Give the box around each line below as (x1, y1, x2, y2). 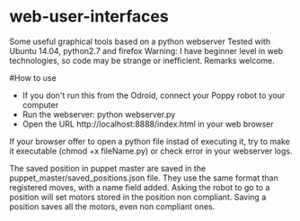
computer (22, 99, 59, 110)
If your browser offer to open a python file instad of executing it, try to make (9, 136, 290, 146)
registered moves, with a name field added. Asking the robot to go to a (9, 181, 270, 192)
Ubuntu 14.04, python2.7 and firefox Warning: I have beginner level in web (9, 45, 284, 56)
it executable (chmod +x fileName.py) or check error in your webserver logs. (9, 146, 293, 156)
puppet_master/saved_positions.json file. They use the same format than (9, 172, 278, 183)
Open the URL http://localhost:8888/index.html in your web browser (22, 119, 274, 129)
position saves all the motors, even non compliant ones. (9, 200, 216, 212)
